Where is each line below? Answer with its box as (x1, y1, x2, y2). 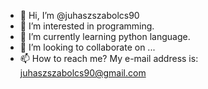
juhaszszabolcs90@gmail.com (19, 67, 147, 79)
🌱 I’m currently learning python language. (19, 31, 191, 42)
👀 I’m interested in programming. (19, 20, 155, 32)
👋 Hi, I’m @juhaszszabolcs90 (19, 10, 140, 21)
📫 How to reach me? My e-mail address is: (19, 53, 199, 64)
